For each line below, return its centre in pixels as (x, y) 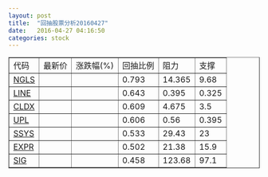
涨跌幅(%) (95, 66)
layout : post (30, 16)
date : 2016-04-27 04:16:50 (57, 30)
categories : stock (39, 38)
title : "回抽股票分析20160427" (59, 23)
